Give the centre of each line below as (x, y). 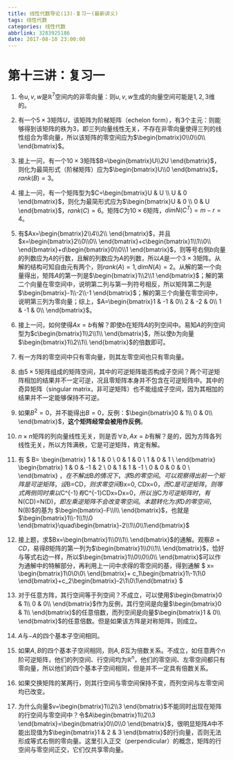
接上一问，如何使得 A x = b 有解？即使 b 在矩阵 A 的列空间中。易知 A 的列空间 (121, 325)
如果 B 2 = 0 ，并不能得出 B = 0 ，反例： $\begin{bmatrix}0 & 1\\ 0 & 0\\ (115, 412)
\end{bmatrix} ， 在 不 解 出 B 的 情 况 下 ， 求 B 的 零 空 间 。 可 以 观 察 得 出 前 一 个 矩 (121, 476)
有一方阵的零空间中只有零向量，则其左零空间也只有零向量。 (103, 357)
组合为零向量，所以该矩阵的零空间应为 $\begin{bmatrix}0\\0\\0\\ (115, 137)
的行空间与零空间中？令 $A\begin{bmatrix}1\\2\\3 (86, 715)
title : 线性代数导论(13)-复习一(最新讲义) (63, 14)
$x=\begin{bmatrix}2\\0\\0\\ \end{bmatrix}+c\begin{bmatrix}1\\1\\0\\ (114, 241)
